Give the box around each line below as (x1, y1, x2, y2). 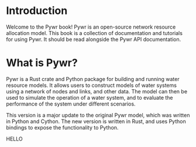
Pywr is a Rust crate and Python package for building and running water (6, 75, 180, 82)
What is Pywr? (6, 57, 78, 69)
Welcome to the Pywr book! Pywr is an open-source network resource (6, 23, 176, 30)
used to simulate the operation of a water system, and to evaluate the (6, 94, 174, 101)
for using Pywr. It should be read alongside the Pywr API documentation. (6, 36, 181, 43)
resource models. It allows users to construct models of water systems (6, 82, 177, 89)
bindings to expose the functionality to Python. (6, 124, 119, 131)
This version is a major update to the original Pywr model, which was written (6, 111, 190, 118)
